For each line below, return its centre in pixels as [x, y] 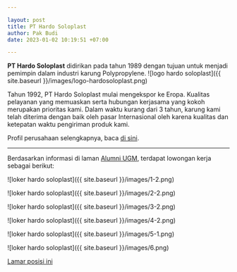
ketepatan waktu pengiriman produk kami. [69, 125]
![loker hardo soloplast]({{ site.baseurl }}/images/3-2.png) [92, 207]
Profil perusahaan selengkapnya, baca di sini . [73, 138]
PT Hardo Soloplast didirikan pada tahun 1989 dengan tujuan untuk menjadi [117, 66]
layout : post [26, 20]
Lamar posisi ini [30, 261]
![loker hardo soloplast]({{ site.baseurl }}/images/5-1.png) [91, 234]
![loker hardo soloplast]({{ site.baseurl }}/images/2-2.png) [92, 193]
